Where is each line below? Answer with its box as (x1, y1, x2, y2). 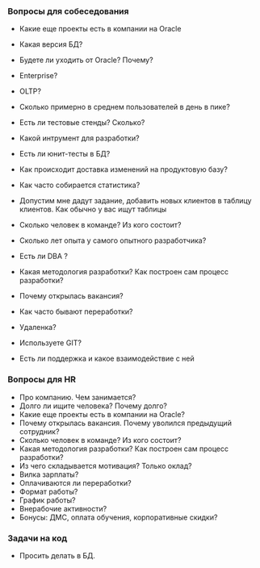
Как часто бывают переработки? (19, 307, 133, 316)
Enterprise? (19, 71, 58, 81)
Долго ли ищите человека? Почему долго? (19, 401, 167, 411)
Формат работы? (19, 487, 78, 496)
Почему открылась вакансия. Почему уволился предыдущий (19, 418, 232, 428)
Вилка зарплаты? (19, 470, 79, 479)
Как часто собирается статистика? (19, 180, 140, 190)
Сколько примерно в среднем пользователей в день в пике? (19, 102, 231, 112)
